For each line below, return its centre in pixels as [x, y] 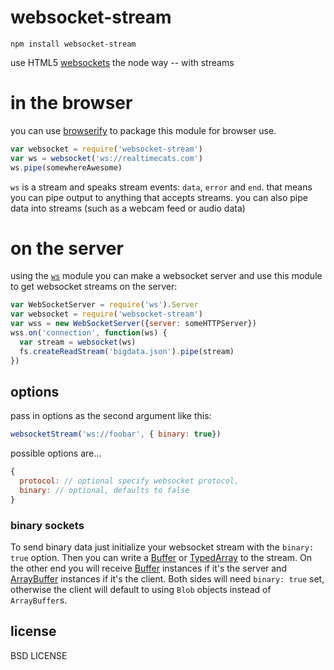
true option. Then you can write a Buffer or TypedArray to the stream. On [161, 558]
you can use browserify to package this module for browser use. [143, 130]
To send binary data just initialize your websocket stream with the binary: [162, 547]
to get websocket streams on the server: [94, 287]
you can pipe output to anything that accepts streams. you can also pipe [159, 197]
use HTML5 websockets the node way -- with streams [122, 62]
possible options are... [56, 453]
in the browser [71, 103]
